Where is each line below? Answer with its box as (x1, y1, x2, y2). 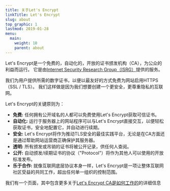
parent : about (14, 45, 44, 50)
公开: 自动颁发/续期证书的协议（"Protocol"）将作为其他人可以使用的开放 (12, 150, 164, 156)
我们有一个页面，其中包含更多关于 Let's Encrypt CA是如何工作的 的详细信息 (5, 179, 161, 186)
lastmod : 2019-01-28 (5, 26, 49, 32)
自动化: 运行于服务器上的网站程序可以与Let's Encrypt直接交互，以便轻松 (12, 118, 164, 124)
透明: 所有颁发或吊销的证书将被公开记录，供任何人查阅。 (12, 143, 132, 149)
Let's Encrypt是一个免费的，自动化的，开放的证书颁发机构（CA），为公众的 (5, 60, 162, 66)
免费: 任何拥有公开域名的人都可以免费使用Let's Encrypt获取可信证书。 (12, 112, 159, 118)
